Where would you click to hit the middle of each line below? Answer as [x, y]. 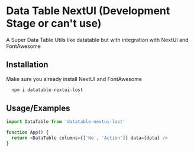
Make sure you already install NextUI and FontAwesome [74, 79]
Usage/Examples [38, 109]
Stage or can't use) [54, 23]
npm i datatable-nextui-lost [47, 90]
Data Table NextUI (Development [88, 11]
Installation [27, 65]
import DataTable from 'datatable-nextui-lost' [66, 122]
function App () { [28, 132]
